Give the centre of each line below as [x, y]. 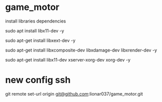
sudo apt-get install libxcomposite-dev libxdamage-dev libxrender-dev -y [81, 50]
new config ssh [38, 80]
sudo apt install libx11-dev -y [35, 30]
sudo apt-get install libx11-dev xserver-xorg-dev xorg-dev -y [68, 59]
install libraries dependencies [36, 21]
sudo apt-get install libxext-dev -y [40, 40]
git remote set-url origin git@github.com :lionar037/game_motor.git [74, 93]
